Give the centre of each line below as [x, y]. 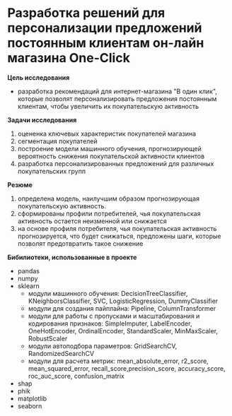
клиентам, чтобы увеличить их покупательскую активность [108, 106]
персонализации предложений [105, 28]
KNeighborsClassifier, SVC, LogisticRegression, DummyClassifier [123, 301]
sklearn [29, 286]
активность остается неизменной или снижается [92, 221]
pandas [29, 271]
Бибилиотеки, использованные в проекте [72, 257]
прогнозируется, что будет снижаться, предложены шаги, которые [119, 236]
